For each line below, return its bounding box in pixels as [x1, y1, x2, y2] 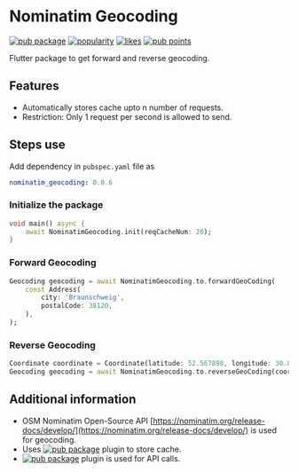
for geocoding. [21, 434, 77, 445]
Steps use [9, 138, 67, 153]
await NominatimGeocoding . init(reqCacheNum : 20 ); [25, 227, 213, 236]
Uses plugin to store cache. [21, 444, 182, 454]
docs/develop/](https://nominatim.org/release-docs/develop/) [21, 424, 249, 436]
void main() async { [9, 219, 86, 228]
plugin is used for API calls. [81, 453, 181, 463]
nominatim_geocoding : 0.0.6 [9, 177, 114, 187]
